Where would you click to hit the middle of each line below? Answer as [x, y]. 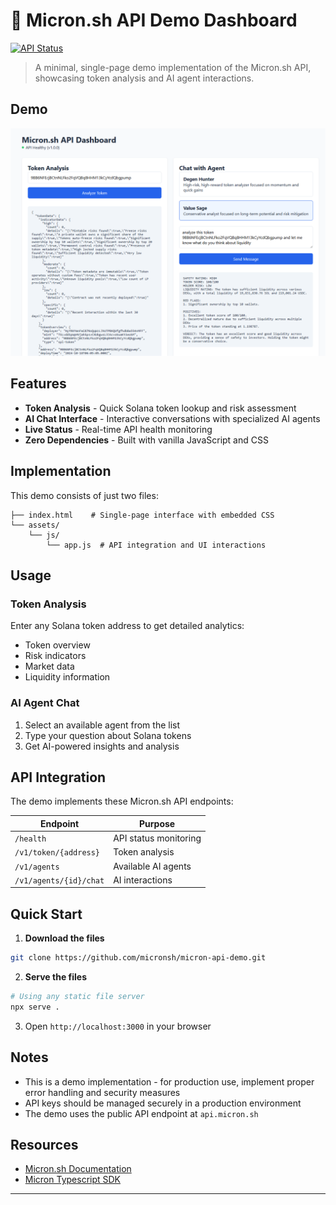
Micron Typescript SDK [73, 1180]
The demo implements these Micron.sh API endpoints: [122, 801]
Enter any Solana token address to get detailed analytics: [127, 626]
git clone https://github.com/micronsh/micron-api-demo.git [138, 958]
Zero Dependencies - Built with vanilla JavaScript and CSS [146, 440]
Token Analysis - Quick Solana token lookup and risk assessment [160, 408]
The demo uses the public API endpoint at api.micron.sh [141, 1113]
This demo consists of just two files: [84, 495]
